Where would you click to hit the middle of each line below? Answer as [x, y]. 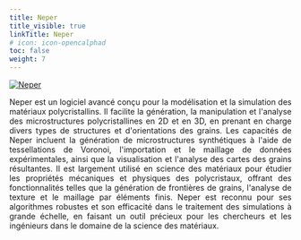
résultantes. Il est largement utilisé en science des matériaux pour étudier [150, 168]
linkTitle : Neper [42, 34]
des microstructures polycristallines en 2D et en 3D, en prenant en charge [150, 121]
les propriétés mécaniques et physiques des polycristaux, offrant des [150, 178]
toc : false [30, 51]
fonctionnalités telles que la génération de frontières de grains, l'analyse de [150, 188]
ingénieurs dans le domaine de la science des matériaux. [114, 226]
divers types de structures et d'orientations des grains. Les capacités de [150, 130]
